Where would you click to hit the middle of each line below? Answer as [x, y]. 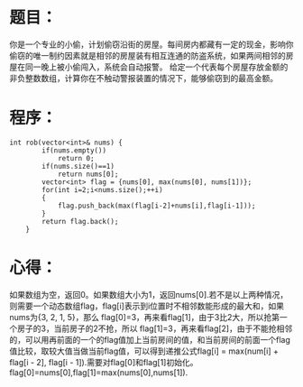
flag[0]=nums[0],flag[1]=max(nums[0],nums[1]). [99, 372]
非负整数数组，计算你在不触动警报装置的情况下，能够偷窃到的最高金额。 [143, 78]
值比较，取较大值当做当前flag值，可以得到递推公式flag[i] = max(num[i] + [144, 351]
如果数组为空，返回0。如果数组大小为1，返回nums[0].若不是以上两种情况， [149, 294]
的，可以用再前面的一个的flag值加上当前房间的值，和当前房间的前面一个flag [150, 339]
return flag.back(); [80, 221]
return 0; [76, 158]
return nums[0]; [88, 174]
